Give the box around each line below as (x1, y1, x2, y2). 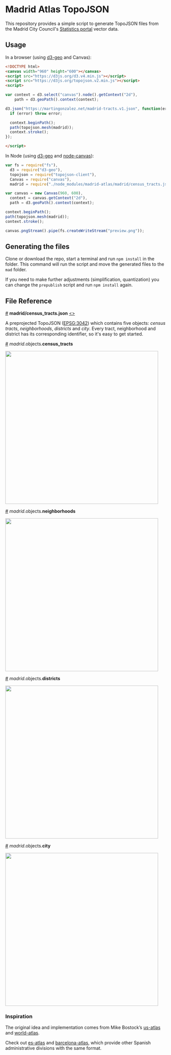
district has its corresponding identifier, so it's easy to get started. (5, 331, 144, 337)
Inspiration (5, 1013, 33, 1020)
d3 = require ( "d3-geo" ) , (10, 167, 63, 172)
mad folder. (5, 267, 27, 273)
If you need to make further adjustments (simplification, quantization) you (5, 276, 159, 282)
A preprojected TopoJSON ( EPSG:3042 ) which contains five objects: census (5, 320, 166, 326)
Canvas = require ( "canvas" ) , (10, 177, 72, 182)
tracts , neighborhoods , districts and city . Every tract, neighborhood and (5, 325, 156, 332)
